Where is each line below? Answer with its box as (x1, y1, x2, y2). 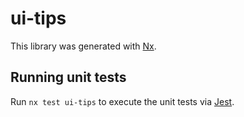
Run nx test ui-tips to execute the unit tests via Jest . (10, 95, 235, 107)
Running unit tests (10, 69, 127, 86)
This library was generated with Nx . (10, 40, 157, 52)
